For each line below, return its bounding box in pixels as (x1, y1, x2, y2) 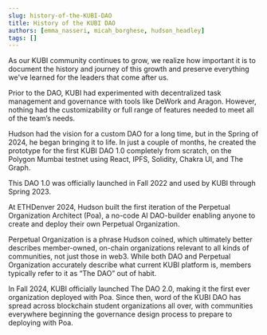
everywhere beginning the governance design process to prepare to (8, 309, 233, 319)
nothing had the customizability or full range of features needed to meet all (8, 105, 254, 115)
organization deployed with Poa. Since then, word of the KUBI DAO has (8, 293, 241, 302)
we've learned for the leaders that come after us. (8, 73, 169, 82)
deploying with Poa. (8, 318, 73, 328)
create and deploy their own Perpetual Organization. (8, 219, 180, 229)
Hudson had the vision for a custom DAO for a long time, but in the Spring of (8, 129, 259, 139)
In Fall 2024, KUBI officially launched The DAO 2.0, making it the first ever (8, 284, 250, 294)
